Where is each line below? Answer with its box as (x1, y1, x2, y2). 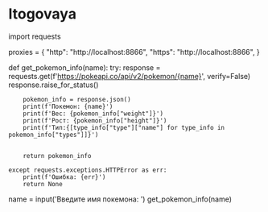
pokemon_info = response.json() (23, 95, 131, 103)
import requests (8, 31, 62, 41)
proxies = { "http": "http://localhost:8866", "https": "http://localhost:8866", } (8, 47, 260, 56)
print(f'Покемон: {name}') (23, 102, 113, 110)
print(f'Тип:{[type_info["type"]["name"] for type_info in (23, 123, 225, 131)
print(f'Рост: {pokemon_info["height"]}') (23, 116, 167, 125)
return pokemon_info (23, 152, 92, 160)
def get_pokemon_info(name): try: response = (8, 62, 161, 73)
